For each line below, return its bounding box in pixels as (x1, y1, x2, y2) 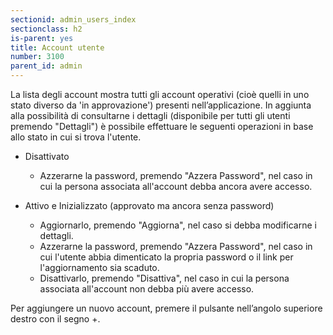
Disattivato (24, 151, 70, 162)
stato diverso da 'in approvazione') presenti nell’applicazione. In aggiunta (10, 99, 312, 111)
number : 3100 (10, 52, 65, 62)
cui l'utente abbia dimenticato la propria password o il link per (39, 251, 294, 263)
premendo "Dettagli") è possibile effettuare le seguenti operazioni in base (10, 121, 314, 132)
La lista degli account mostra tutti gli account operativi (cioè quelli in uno (10, 89, 310, 100)
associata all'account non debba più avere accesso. (39, 283, 255, 295)
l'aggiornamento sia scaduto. (39, 262, 160, 273)
